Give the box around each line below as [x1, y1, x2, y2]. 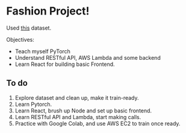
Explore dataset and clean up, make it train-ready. [14, 94, 140, 101]
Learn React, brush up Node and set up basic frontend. [14, 107, 152, 114]
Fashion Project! [6, 4, 90, 18]
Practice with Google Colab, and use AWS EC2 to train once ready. [14, 120, 181, 127]
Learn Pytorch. [14, 100, 52, 108]
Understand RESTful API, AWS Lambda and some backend [14, 54, 161, 61]
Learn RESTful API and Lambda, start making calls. [14, 113, 141, 120]
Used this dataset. [6, 24, 52, 31]
